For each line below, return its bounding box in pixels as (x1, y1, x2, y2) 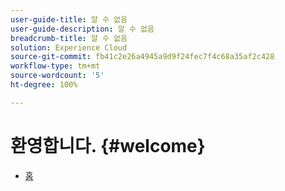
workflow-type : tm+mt (10, 61, 101, 71)
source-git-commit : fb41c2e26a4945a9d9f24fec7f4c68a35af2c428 (10, 52, 275, 62)
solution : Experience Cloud (10, 42, 128, 53)
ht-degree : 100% (10, 80, 78, 90)
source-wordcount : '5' (10, 71, 105, 81)
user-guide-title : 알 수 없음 (10, 14, 128, 25)
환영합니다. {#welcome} (10, 134, 206, 157)
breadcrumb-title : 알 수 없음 (10, 33, 128, 43)
